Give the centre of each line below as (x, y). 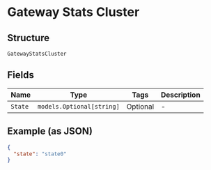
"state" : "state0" (40, 154)
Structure (29, 38)
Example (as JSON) (50, 131)
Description (180, 95)
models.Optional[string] (78, 106)
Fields (21, 75)
